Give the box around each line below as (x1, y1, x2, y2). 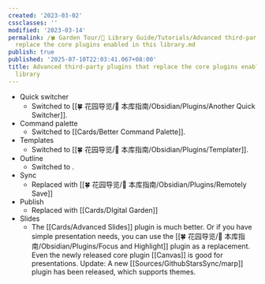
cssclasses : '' (8, 19, 58, 27)
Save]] (31, 189, 54, 198)
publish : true (8, 48, 55, 56)
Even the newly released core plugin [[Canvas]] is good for (31, 250, 223, 260)
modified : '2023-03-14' (8, 26, 87, 34)
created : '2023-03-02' (8, 11, 83, 20)
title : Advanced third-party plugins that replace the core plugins (8, 63, 238, 71)
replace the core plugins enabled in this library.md (15, 41, 196, 49)
